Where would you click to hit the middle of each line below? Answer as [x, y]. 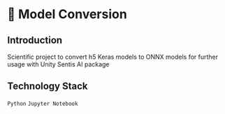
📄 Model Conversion [67, 14]
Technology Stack [48, 86]
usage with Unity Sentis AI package [58, 64]
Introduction [35, 40]
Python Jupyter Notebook [43, 104]
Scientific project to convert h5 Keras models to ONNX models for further [113, 57]
